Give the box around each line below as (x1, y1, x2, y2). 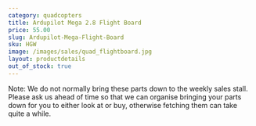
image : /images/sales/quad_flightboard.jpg (8, 48, 153, 56)
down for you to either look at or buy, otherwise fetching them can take (8, 100, 237, 110)
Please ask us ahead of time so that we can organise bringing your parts (8, 92, 242, 102)
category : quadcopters (8, 11, 82, 20)
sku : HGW (8, 41, 37, 49)
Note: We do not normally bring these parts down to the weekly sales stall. (8, 84, 248, 93)
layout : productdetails (8, 56, 86, 63)
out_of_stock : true (8, 63, 72, 70)
